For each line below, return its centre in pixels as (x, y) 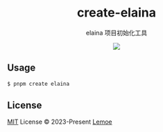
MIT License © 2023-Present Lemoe (60, 122)
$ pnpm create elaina (38, 84)
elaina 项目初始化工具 (117, 32)
